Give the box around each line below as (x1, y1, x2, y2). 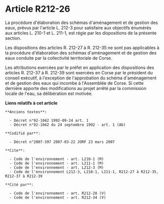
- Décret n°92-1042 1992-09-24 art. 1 (9, 118, 89, 123)
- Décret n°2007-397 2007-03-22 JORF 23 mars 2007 (9, 139, 115, 144)
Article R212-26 (5, 3, 70, 15)
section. (5, 35, 22, 41)
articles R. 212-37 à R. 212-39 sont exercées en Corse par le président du (5, 69, 153, 75)
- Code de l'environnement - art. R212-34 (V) (9, 195, 106, 200)
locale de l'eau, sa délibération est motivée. (5, 91, 93, 96)
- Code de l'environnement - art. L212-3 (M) (9, 165, 104, 170)
